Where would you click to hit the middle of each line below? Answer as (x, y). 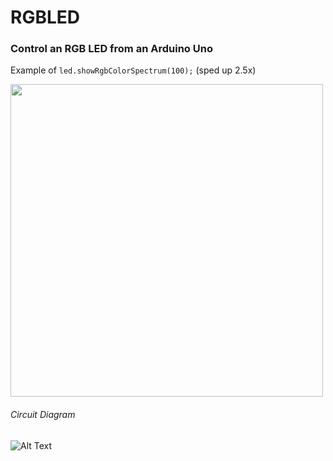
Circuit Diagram (43, 415)
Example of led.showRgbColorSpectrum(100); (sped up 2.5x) (133, 70)
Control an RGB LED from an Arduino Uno (111, 49)
